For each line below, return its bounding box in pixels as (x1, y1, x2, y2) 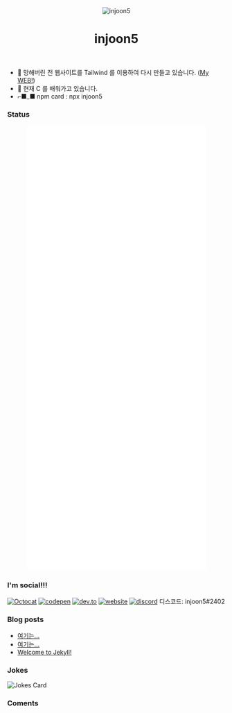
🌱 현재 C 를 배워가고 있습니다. (17, 84, 98, 92)
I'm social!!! (7, 580, 48, 590)
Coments (7, 698, 39, 708)
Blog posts (7, 614, 44, 624)
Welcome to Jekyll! (17, 648, 72, 656)
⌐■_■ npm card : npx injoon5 (17, 92, 102, 100)
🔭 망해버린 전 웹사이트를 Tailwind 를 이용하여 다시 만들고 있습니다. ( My (17, 68, 209, 76)
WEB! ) (17, 76, 36, 84)
